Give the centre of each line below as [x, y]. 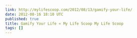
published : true [22, 19]
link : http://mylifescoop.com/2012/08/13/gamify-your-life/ [69, 10]
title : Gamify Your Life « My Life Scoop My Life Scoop [64, 23]
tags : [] [14, 28]
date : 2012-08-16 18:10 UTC [34, 14]
